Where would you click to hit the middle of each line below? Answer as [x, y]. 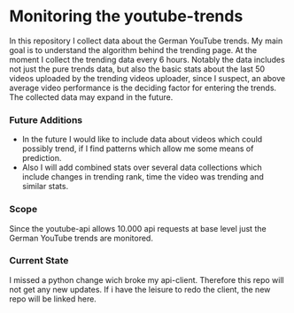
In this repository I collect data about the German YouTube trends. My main [146, 41]
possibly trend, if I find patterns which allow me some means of [138, 149]
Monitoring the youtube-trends [126, 16]
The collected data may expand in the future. [91, 97]
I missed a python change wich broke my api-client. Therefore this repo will [147, 279]
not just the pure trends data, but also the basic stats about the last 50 [137, 69]
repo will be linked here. [53, 299]
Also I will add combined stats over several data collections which [142, 168]
